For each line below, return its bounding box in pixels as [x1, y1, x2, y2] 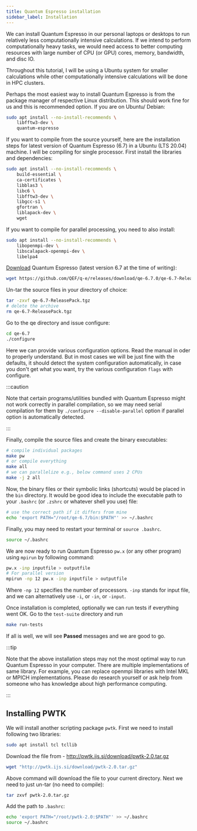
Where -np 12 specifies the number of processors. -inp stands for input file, [6, 586, 191, 594]
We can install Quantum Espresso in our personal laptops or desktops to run [6, 30, 190, 37]
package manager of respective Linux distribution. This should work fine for [6, 96, 189, 104]
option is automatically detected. [6, 413, 85, 420]
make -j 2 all [6, 475, 41, 480]
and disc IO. [6, 55, 35, 62]
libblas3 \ [16, 182, 43, 188]
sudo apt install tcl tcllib [6, 742, 77, 747]
